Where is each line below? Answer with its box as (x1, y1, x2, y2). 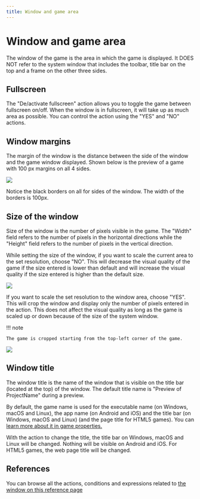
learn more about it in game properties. (6, 422, 103, 429)
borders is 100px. (6, 194, 49, 201)
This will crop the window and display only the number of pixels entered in (6, 300, 189, 307)
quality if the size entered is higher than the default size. (6, 271, 144, 278)
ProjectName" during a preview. (6, 391, 85, 399)
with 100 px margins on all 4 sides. (6, 165, 91, 172)
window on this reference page (6, 486, 83, 493)
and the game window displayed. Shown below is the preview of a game (6, 159, 184, 166)
